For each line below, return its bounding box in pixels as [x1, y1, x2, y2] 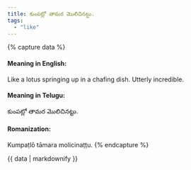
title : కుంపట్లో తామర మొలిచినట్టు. [7, 10, 95, 18]
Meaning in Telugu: [7, 91, 66, 100]
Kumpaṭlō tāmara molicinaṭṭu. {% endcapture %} [7, 140, 149, 149]
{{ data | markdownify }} [7, 154, 79, 163]
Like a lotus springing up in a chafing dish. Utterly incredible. [7, 75, 184, 84]
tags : [7, 17, 23, 24]
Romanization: [7, 125, 52, 133]
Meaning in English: [7, 59, 67, 67]
